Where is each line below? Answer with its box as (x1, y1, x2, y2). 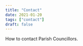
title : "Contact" (5, 7, 42, 13)
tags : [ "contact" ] (5, 17, 44, 22)
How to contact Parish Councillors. (5, 36, 78, 42)
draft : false (5, 21, 33, 27)
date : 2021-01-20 (5, 12, 42, 17)
